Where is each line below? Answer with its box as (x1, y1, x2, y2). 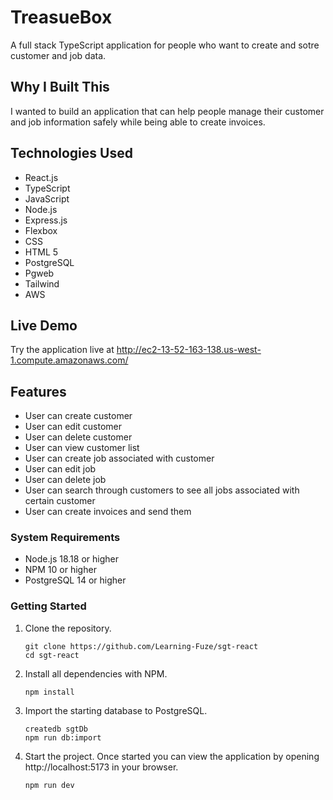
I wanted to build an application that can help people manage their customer (10, 105, 325, 117)
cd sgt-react (24, 650, 80, 660)
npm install (24, 687, 75, 697)
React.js (24, 171, 59, 183)
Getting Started (10, 599, 87, 613)
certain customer (24, 495, 96, 507)
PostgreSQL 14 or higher (24, 574, 127, 586)
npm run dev (24, 780, 75, 790)
